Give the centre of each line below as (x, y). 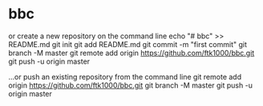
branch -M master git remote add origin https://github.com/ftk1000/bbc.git (131, 53)
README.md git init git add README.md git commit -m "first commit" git (127, 44)
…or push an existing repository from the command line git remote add (125, 77)
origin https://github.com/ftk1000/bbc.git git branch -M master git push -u (130, 85)
